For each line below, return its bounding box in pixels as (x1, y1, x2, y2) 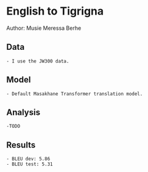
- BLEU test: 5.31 (6, 161, 53, 168)
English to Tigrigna (6, 4, 104, 18)
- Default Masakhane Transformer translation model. (6, 91, 143, 97)
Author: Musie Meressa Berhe (6, 24, 82, 32)
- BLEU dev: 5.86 (6, 156, 51, 162)
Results (6, 140, 36, 150)
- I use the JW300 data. (6, 58, 69, 64)
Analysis (6, 107, 41, 117)
